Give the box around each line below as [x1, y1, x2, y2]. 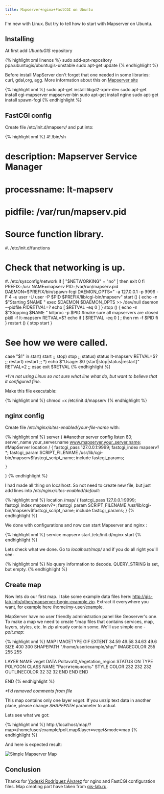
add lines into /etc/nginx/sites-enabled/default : [5, 488, 100, 494]
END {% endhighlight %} [5, 678, 55, 684]
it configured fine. [5, 378, 41, 384]
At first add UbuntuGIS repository [5, 48, 72, 54]
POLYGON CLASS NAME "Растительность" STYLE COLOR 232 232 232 [5, 664, 152, 670]
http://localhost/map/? [46, 721, 92, 728]
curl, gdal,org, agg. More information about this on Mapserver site [5, 77, 139, 83]
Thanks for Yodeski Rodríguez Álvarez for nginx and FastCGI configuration [5, 778, 156, 784]
